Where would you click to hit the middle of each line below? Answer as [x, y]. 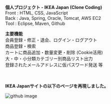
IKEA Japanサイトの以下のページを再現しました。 [57, 86]
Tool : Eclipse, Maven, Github [35, 23]
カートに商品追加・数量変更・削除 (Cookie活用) [54, 52]
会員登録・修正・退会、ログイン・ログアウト [51, 40]
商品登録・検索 [20, 46]
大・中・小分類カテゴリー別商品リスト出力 [49, 58]
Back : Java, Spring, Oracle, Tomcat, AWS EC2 [53, 18]
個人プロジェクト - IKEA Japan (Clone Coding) [54, 7]
